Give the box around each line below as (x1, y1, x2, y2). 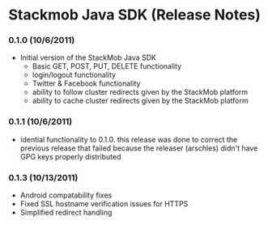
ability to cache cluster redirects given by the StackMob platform (32, 96, 249, 106)
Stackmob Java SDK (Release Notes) (8, 6, 262, 24)
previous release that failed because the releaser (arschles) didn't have (19, 143, 258, 153)
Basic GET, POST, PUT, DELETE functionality (32, 62, 182, 71)
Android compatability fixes (19, 190, 113, 200)
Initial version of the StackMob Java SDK (19, 53, 156, 62)
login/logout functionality (32, 70, 116, 80)
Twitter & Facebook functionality (32, 79, 141, 88)
